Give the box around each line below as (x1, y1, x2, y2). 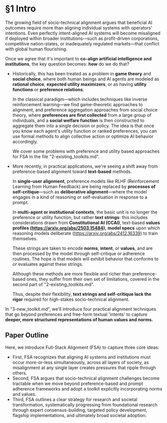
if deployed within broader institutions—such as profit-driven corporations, (5, 35, 159, 41)
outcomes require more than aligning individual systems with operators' (5, 24, 153, 30)
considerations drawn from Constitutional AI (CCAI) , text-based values (12, 219, 161, 225)
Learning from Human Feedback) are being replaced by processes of (12, 183, 156, 190)
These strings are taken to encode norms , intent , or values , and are (12, 245, 153, 251)
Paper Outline (5, 331, 49, 340)
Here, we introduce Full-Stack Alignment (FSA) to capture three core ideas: (5, 344, 160, 350)
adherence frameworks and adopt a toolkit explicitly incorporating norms (12, 386, 163, 392)
